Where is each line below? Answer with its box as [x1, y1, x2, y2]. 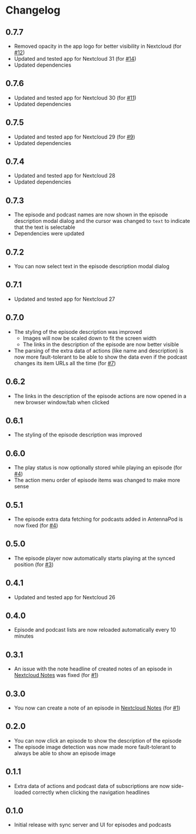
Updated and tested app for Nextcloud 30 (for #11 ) [14, 94, 137, 101]
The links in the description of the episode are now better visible [22, 340, 179, 348]
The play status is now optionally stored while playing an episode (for [14, 464, 182, 471]
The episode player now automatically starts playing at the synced [14, 554, 175, 562]
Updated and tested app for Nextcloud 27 [14, 295, 115, 303]
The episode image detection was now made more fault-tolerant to [14, 743, 177, 750]
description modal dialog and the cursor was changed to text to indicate [14, 218, 191, 225]
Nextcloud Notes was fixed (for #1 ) [14, 672, 99, 679]
